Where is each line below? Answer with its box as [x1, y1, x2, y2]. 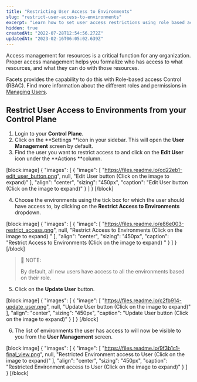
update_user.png [6, 303, 47, 310]
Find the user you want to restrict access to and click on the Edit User [14, 148, 184, 155]
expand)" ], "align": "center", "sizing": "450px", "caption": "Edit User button [6, 178, 189, 185]
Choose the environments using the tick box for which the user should [14, 196, 185, 203]
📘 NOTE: [20, 256, 42, 263]
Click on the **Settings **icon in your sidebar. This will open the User [14, 136, 185, 143]
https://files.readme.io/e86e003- [104, 220, 185, 227]
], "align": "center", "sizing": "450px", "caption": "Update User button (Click [6, 309, 189, 316]
